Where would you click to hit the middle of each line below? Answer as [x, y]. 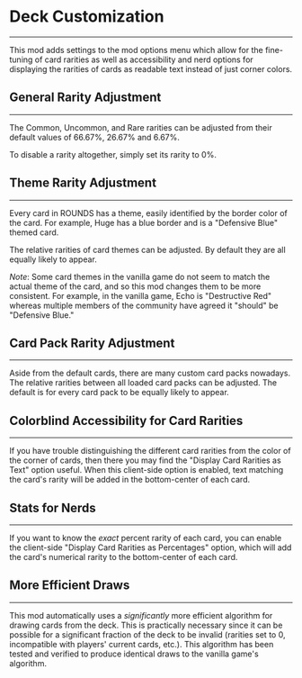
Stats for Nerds [53, 507]
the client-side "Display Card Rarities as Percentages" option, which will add [151, 547]
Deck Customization [87, 17]
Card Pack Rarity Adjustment [92, 343]
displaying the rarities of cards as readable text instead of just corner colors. [151, 68]
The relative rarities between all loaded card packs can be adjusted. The [143, 383]
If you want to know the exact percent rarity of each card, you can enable [146, 538]
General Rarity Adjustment [85, 98]
